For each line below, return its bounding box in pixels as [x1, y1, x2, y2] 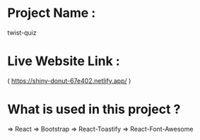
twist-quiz [7, 28, 37, 37]
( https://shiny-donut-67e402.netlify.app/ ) [7, 76, 131, 85]
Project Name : [7, 5, 96, 21]
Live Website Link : [7, 53, 120, 69]
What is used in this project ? [7, 101, 181, 117]
